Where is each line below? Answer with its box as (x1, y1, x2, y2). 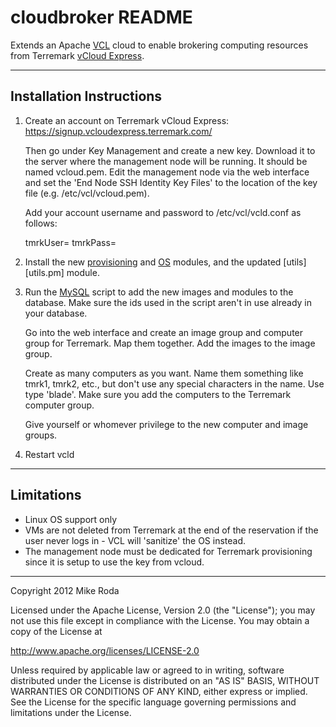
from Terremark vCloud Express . (10, 49, 145, 61)
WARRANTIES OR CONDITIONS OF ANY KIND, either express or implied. (10, 685, 308, 697)
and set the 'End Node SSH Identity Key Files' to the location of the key (24, 176, 318, 188)
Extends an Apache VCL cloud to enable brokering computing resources (10, 39, 309, 51)
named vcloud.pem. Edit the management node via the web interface (24, 166, 310, 178)
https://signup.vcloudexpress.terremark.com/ (24, 125, 213, 137)
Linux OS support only (24, 513, 118, 525)
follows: (24, 217, 58, 229)
